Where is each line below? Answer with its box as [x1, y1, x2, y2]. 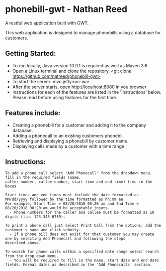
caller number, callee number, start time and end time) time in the [5, 179, 153, 185]
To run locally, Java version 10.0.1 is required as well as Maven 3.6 [12, 62, 148, 68]
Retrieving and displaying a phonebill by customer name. [12, 138, 129, 144]
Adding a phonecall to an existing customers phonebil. [12, 133, 124, 138]
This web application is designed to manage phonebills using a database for [5, 29, 161, 35]
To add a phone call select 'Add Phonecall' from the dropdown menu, [5, 171, 153, 176]
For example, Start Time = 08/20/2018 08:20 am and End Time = [5, 201, 139, 206]
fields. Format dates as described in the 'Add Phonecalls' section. [5, 263, 153, 268]
